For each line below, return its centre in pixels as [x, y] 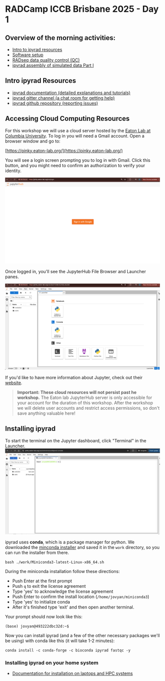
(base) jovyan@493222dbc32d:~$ [37, 626]
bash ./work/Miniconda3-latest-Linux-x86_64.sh [55, 562]
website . [14, 383]
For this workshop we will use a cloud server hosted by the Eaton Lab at [78, 130]
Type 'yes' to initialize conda [41, 602]
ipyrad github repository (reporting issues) [55, 103]
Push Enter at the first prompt [42, 581]
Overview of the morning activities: [60, 38]
